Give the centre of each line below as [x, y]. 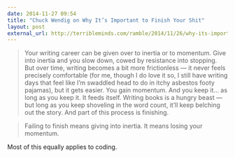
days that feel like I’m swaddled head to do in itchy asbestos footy [120, 83]
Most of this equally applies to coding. [62, 147]
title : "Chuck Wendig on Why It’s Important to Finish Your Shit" [106, 20]
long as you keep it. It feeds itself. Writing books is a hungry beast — [123, 98]
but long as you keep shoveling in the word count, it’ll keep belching [122, 105]
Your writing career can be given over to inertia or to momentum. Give [125, 53]
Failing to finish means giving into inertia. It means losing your [113, 126]
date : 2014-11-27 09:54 [42, 14]
